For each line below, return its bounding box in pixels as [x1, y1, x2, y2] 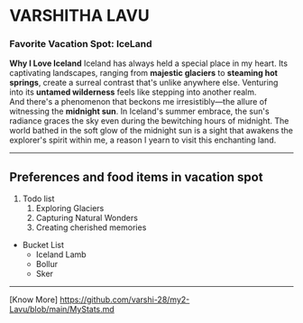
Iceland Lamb [35, 249, 87, 260]
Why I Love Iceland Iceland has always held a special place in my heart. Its [9, 58, 289, 69]
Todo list [22, 193, 55, 204]
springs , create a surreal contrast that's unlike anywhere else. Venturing [9, 78, 279, 88]
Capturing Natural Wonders [35, 213, 138, 224]
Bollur [35, 259, 59, 270]
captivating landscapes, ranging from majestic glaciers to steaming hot [9, 68, 278, 78]
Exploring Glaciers [35, 203, 105, 214]
